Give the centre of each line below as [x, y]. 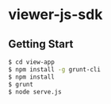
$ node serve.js [35, 92]
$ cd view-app [32, 62]
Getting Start [41, 44]
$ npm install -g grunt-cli [55, 69]
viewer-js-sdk [55, 15]
